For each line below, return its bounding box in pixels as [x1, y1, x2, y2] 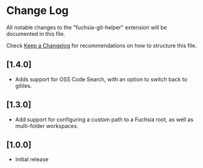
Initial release [15, 156, 49, 163]
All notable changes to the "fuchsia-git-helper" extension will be [6, 24, 167, 31]
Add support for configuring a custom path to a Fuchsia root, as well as [15, 116, 194, 123]
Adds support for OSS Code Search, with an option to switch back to [15, 75, 187, 82]
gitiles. [15, 82, 32, 89]
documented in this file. [6, 30, 66, 37]
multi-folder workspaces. [15, 122, 79, 129]
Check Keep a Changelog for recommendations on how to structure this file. [6, 42, 198, 49]
